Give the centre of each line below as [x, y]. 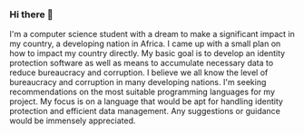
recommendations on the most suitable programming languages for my [142, 92]
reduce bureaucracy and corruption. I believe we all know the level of [139, 72]
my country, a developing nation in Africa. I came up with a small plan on [145, 43]
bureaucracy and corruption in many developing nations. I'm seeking [138, 82]
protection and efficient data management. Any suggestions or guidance [145, 111]
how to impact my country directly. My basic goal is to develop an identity [147, 53]
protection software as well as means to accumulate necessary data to [142, 63]
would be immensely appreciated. [73, 121]
